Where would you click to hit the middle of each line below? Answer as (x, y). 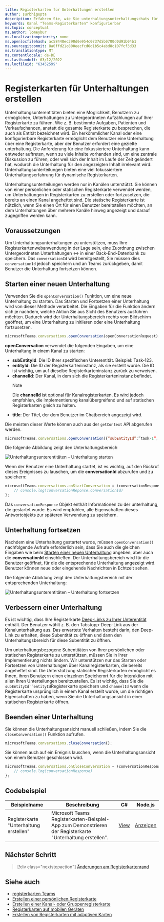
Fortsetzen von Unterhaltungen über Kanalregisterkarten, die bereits (74, 665)
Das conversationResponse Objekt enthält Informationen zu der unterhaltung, (82, 504)
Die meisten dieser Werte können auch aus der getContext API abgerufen (79, 424)
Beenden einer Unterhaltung (49, 717)
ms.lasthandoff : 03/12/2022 (34, 60)
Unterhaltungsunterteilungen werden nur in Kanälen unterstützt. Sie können (81, 185)
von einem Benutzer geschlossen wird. (44, 757)
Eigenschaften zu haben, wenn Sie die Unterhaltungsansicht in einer (74, 696)
